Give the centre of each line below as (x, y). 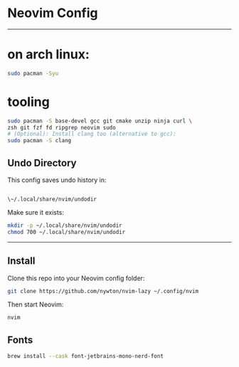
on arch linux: (49, 54)
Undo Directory (42, 163)
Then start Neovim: (36, 304)
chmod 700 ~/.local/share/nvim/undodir (67, 232)
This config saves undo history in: (57, 180)
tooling (28, 102)
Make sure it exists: (36, 212)
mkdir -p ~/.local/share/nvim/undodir (65, 225)
